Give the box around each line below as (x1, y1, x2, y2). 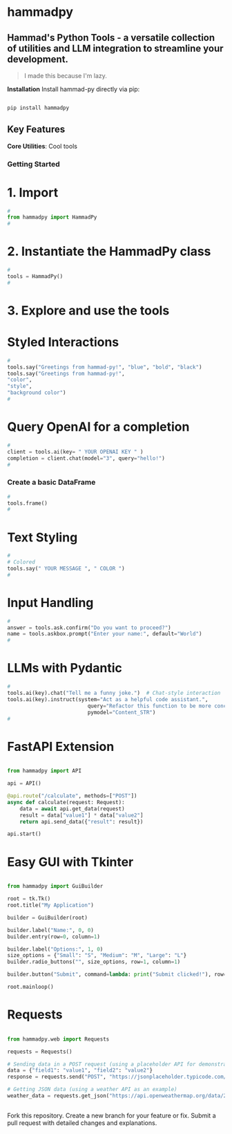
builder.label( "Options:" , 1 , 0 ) (7, 945, 104, 953)
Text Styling (7, 530, 78, 545)
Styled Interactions (7, 335, 119, 350)
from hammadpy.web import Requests (7, 1035, 110, 1043)
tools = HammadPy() (7, 272, 64, 280)
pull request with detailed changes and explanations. (7, 1119, 157, 1127)
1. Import (7, 185, 59, 201)
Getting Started (7, 159, 60, 169)
